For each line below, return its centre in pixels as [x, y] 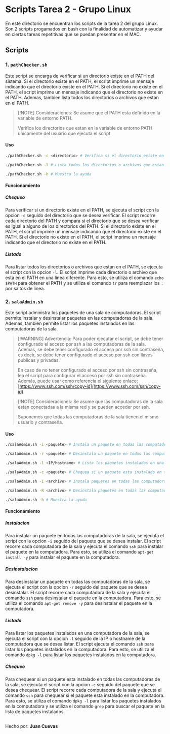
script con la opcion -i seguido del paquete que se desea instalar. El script [83, 541]
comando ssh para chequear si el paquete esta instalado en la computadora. [85, 695]
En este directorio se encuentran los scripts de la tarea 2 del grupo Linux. [82, 23]
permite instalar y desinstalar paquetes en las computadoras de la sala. [79, 318]
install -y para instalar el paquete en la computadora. [63, 557]
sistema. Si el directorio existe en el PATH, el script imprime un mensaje [80, 81]
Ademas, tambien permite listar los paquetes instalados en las [70, 323]
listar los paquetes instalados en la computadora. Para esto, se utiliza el [80, 650]
